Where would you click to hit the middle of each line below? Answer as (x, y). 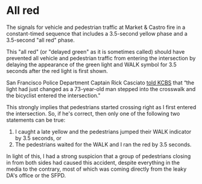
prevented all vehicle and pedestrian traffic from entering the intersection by (101, 58)
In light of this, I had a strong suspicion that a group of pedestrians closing (99, 156)
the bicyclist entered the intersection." (53, 95)
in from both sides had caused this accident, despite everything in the (93, 162)
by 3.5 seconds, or (38, 138)
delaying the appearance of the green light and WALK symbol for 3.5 (91, 65)
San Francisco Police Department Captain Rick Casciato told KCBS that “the (100, 83)
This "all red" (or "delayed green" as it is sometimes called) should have (96, 51)
